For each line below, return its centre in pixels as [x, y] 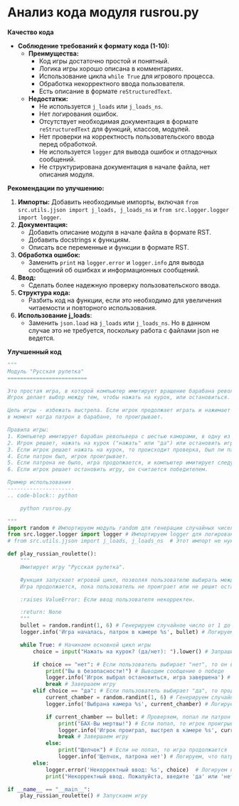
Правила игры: [28, 430]
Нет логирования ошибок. [79, 114]
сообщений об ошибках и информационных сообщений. [114, 270]
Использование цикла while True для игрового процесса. [127, 76]
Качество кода [31, 32]
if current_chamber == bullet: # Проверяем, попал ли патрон [138, 717]
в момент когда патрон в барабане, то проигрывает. [85, 417]
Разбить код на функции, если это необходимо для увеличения [125, 300]
